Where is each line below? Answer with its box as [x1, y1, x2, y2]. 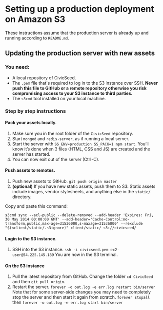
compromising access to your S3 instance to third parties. [12, 90, 133, 96]
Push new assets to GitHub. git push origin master [12, 178, 117, 184]
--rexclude [121, 221, 143, 226]
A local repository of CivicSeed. [12, 74, 76, 81]
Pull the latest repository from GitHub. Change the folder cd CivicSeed [12, 274, 153, 279]
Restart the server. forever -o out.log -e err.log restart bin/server [12, 284, 156, 290]
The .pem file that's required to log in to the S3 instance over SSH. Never [12, 80, 158, 86]
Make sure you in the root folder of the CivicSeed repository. [12, 130, 133, 136]
